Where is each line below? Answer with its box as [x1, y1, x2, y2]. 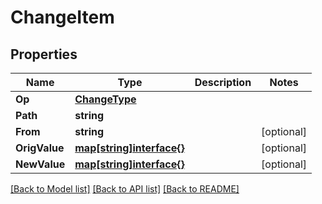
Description [194, 76, 252, 89]
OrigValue [15, 141, 65, 155]
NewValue [15, 157, 66, 171]
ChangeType [74, 92, 137, 106]
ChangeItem [10, 6, 115, 29]
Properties [10, 46, 78, 63]
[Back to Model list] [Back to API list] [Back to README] [10, 183, 240, 195]
